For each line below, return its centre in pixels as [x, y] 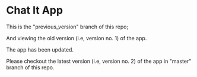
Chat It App [35, 10]
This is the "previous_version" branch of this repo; [67, 27]
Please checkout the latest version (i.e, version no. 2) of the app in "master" [99, 61]
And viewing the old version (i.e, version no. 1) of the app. [77, 38]
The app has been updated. [40, 49]
